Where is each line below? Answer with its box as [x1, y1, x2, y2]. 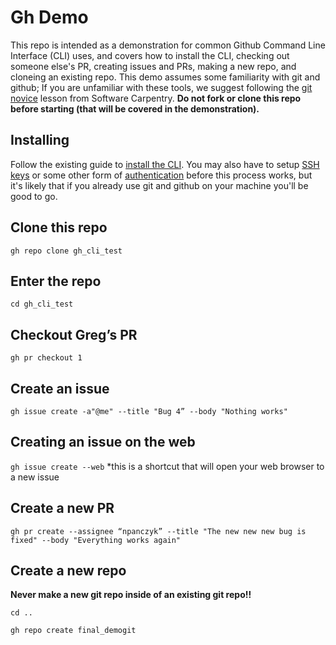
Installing [10, 132, 70, 149]
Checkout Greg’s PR [10, 326, 138, 343]
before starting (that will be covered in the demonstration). [10, 102, 260, 115]
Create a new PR [10, 500, 115, 517]
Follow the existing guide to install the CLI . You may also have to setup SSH [10, 158, 320, 170]
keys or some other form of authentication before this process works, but [10, 169, 313, 181]
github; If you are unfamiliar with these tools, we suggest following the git [10, 81, 313, 93]
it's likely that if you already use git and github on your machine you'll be [10, 179, 309, 191]
